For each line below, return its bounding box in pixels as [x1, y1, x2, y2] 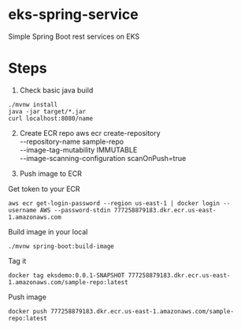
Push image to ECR [19, 168, 83, 178]
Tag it [8, 256, 27, 265]
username [8, 206, 37, 214]
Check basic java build [19, 85, 94, 95]
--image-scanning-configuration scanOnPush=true [19, 153, 187, 163]
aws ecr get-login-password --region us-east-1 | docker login [8, 199, 221, 207]
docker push [8, 307, 47, 315]
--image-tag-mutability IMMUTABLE [19, 144, 138, 155]
